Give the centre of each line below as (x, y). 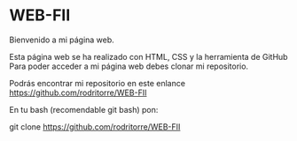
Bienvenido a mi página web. (62, 40)
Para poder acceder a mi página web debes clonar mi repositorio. (129, 66)
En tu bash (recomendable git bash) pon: (84, 109)
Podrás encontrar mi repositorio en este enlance (98, 83)
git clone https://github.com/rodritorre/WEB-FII (95, 126)
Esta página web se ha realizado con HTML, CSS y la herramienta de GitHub (148, 56)
